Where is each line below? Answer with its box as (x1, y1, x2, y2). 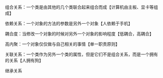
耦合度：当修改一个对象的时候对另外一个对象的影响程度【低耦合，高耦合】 (5, 31, 154, 36)
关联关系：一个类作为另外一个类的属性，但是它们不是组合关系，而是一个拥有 (5, 51, 158, 57)
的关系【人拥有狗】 (5, 58, 44, 63)
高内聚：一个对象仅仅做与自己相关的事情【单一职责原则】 (5, 41, 120, 47)
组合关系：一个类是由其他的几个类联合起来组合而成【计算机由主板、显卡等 (5, 4, 154, 10)
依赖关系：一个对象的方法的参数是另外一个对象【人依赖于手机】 (5, 21, 132, 26)
